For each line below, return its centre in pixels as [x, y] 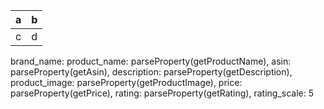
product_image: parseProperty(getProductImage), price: [126, 82]
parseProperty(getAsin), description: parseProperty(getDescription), [151, 72]
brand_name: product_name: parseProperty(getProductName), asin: [151, 61]
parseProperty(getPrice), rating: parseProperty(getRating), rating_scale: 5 [162, 93]
